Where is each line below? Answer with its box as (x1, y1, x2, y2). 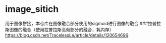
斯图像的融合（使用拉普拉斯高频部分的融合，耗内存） (5, 26, 114, 33)
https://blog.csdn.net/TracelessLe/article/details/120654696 (5, 32, 129, 38)
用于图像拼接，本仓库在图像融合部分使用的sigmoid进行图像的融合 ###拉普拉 (5, 20, 161, 26)
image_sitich (5, 3, 59, 15)
